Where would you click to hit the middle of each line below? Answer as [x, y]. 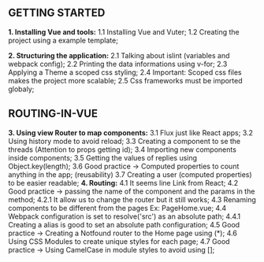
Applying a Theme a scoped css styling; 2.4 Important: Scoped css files [125, 72]
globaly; [21, 89]
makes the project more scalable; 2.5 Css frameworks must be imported [125, 80]
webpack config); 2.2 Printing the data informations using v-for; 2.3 [118, 64]
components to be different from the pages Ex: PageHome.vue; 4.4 [117, 208]
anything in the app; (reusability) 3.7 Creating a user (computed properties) [130, 174]
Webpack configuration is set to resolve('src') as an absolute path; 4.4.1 [125, 216]
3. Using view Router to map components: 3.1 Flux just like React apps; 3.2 [131, 132]
